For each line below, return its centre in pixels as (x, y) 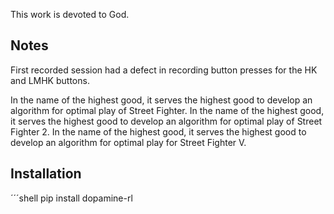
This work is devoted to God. (70, 14)
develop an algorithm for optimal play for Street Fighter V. (128, 142)
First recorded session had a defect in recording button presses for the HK (164, 70)
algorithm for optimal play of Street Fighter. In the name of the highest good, (167, 110)
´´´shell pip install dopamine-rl (71, 198)
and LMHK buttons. (50, 80)
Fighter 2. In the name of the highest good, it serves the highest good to (158, 131)
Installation (46, 174)
